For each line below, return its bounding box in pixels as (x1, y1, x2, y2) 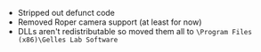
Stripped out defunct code (17, 8, 116, 18)
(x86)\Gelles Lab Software (17, 35, 118, 44)
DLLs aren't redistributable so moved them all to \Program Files (17, 26, 252, 36)
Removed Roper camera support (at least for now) (17, 17, 202, 27)
